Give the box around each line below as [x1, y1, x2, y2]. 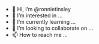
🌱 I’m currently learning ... [11, 18, 76, 25]
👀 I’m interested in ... [11, 12, 63, 19]
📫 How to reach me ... [11, 32, 68, 38]
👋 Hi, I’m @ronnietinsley [11, 6, 71, 12]
